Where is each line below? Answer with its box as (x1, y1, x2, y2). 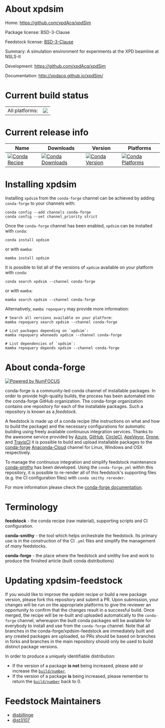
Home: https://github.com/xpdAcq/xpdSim (5, 20, 91, 26)
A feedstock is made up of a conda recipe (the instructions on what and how (5, 418, 160, 424)
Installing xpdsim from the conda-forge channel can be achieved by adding (5, 195, 155, 201)
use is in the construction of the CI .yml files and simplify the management (5, 538, 156, 543)
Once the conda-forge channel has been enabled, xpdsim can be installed (5, 222, 153, 228)
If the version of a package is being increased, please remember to (12, 673, 148, 679)
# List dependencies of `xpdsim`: (5, 341, 76, 346)
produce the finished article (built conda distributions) (5, 558, 114, 564)
